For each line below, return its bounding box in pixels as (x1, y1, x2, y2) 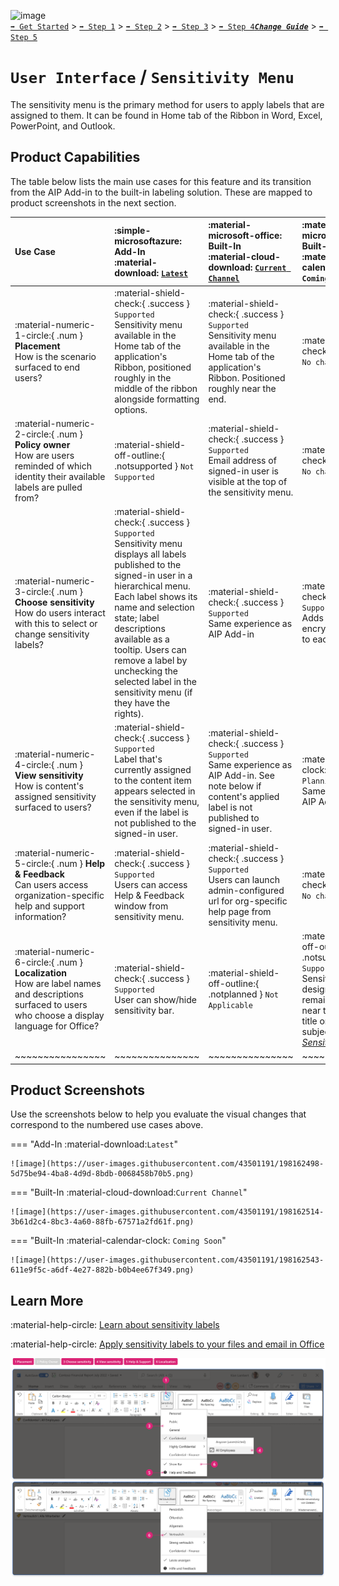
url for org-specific (208, 895, 288, 907)
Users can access (114, 879, 188, 890)
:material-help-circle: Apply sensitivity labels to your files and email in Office (10, 1338, 325, 1350)
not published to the (114, 817, 197, 829)
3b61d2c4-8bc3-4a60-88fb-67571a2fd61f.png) (10, 1217, 195, 1227)
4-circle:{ (14, 758, 55, 770)
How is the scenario (14, 350, 97, 362)
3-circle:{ (14, 585, 55, 597)
